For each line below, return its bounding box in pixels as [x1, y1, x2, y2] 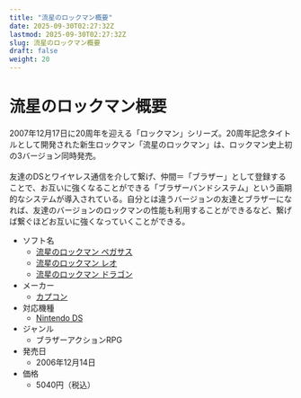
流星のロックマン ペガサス [35, 246, 133, 257]
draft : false [9, 47, 58, 56]
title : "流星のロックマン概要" [9, 13, 113, 22]
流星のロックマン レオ [35, 257, 118, 268]
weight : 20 [9, 55, 50, 64]
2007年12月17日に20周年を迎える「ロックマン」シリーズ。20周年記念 [9, 128, 268, 138]
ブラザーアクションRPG [35, 334, 123, 345]
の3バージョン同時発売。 [9, 150, 102, 161]
